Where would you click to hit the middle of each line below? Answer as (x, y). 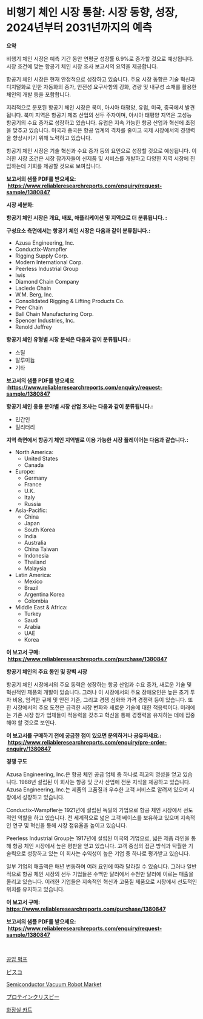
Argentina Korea (44, 594)
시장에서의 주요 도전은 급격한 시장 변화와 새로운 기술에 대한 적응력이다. (96, 707)
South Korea (40, 530)
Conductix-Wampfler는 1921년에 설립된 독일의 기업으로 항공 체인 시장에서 (94, 810)
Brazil (31, 587)
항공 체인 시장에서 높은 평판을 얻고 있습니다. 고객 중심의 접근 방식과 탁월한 (100, 846)
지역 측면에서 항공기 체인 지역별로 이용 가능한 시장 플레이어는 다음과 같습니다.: (98, 439)
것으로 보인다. (40, 723)
